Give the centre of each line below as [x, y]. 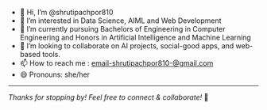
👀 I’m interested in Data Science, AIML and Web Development [120, 21]
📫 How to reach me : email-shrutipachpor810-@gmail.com [116, 63]
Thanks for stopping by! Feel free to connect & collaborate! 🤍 [108, 97]
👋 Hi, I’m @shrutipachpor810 [66, 12]
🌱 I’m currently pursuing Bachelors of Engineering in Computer [122, 29]
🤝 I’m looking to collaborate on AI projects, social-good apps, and [127, 46]
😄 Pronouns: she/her [54, 74]
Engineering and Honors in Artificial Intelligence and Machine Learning [135, 37]
